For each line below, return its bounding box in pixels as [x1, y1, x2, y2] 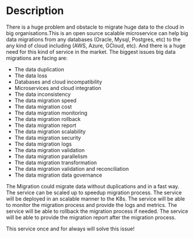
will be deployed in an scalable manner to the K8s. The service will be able [6, 195, 185, 202]
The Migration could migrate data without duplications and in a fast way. [6, 182, 179, 189]
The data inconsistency [14, 91, 71, 98]
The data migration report [14, 122, 77, 129]
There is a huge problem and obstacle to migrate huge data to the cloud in [6, 23, 185, 30]
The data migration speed [14, 96, 77, 104]
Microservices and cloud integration [14, 84, 101, 91]
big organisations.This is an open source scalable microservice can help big [6, 29, 188, 36]
